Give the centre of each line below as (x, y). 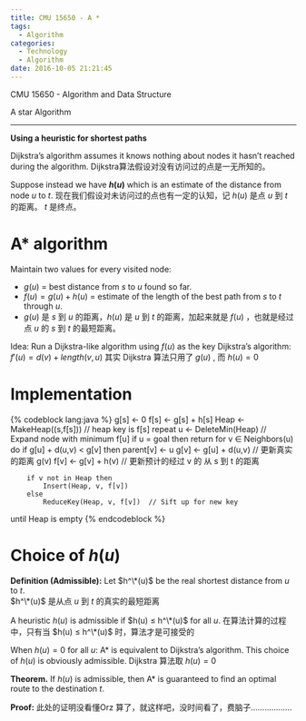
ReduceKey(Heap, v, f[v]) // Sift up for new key (141, 502)
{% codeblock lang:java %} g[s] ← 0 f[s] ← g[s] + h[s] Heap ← (128, 420)
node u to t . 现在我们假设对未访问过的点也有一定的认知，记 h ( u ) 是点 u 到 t (149, 195)
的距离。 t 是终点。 (46, 206)
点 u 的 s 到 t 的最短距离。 (72, 328)
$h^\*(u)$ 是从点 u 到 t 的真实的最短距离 (85, 601)
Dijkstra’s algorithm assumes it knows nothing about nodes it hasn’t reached (153, 155)
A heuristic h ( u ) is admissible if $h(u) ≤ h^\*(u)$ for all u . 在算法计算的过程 (148, 620)
